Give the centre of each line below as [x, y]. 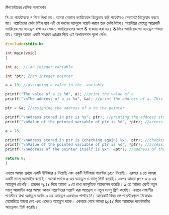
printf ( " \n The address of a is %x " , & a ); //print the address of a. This [84, 99]
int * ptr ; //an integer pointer [39, 76]
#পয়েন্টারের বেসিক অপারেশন [26, 7]
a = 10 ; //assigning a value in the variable [55, 85]
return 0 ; [16, 158]
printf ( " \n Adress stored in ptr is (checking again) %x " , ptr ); [74, 140]
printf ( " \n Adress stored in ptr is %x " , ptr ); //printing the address [81, 117]
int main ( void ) [21, 53]
